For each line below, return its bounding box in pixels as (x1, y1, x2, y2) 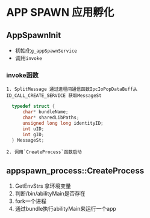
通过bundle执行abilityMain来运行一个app (14, 205, 116, 213)
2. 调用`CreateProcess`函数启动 (6, 149, 83, 155)
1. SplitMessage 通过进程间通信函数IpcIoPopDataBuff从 (6, 86, 137, 93)
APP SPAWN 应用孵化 (6, 5, 114, 19)
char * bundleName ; (22, 109, 69, 115)
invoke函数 (6, 71, 39, 79)
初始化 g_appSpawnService (14, 47, 77, 54)
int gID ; (22, 131, 45, 137)
